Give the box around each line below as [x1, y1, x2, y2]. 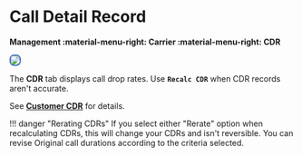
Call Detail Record [9, 6, 147, 27]
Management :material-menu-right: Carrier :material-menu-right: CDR [9, 36, 281, 47]
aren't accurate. [9, 83, 69, 93]
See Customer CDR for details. [9, 100, 125, 111]
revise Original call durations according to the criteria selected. [9, 137, 245, 148]
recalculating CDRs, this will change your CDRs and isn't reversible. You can [9, 127, 294, 138]
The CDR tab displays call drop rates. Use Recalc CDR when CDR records [9, 73, 281, 83]
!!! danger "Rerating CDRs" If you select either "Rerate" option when [9, 118, 263, 129]
